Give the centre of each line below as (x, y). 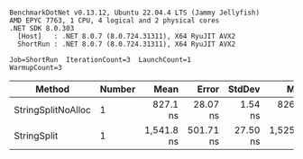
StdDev (244, 89)
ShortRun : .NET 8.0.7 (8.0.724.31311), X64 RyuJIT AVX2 (127, 44)
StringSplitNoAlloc (53, 110)
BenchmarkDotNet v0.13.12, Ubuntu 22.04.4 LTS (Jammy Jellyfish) (134, 13)
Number (118, 89)
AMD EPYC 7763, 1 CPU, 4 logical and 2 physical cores (115, 21)
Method (53, 89)
